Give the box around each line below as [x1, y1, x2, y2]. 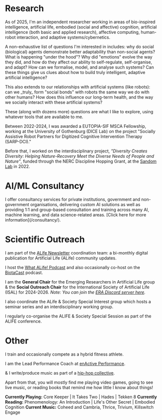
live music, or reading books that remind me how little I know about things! [5, 384, 153, 390]
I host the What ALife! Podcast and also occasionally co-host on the [5, 264, 140, 270]
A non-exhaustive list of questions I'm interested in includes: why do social [5, 44, 154, 49]
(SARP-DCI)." [5, 138, 31, 144]
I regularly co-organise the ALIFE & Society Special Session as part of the [5, 313, 151, 319]
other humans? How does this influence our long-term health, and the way [5, 94, 153, 100]
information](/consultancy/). [5, 217, 61, 223]
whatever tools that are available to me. [5, 114, 84, 120]
